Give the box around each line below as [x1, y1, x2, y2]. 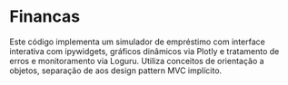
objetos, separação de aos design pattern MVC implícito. [9, 65, 223, 76]
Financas [9, 6, 80, 27]
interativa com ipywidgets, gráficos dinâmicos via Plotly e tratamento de [9, 45, 280, 56]
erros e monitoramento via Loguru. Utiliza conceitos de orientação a [9, 55, 265, 66]
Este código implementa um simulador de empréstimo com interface [9, 36, 265, 47]
